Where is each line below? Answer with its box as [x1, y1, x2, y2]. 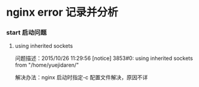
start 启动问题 [6, 28, 47, 37]
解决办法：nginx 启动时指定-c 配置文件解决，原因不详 [14, 74, 148, 81]
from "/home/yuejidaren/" [14, 61, 79, 69]
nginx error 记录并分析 [6, 5, 118, 19]
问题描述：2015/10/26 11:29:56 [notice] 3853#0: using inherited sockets [14, 55, 194, 62]
